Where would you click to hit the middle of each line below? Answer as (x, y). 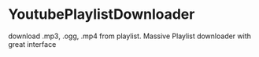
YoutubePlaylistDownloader (102, 14)
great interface (32, 44)
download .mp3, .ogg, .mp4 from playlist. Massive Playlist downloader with (130, 36)
